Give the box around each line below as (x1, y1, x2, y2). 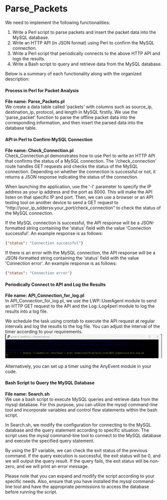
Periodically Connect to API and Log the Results (5, 281, 106, 287)
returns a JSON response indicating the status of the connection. (5, 174, 139, 180)
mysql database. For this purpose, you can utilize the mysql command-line (5, 401, 158, 407)
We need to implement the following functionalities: (5, 19, 110, 25)
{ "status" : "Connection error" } (5, 270, 72, 276)
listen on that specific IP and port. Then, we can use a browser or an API (5, 194, 153, 200)
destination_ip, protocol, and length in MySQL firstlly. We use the (5, 109, 138, 115)
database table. (5, 125, 37, 131)
